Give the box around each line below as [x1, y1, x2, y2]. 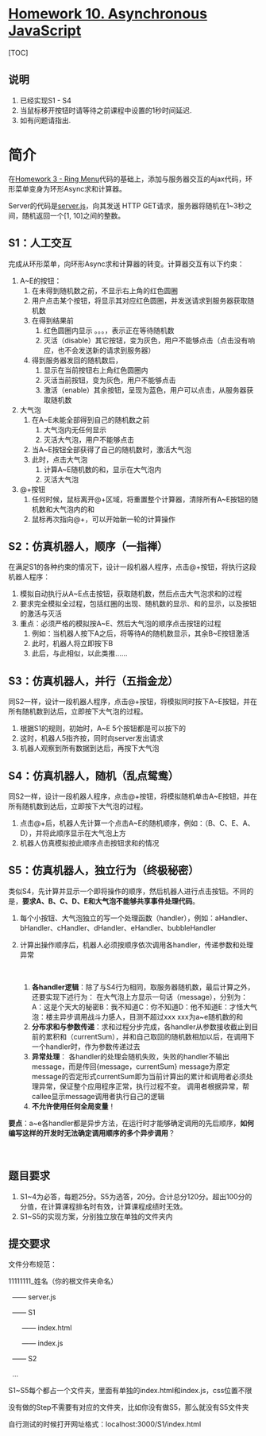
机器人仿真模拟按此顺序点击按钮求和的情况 [19, 838, 160, 847]
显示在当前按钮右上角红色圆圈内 [43, 365, 148, 374]
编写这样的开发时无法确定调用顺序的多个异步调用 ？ [8, 1128, 175, 1137]
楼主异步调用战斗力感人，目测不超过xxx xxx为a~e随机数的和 [45, 1012, 244, 1021]
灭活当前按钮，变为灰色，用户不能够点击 [43, 375, 176, 385]
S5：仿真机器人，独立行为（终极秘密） [8, 864, 199, 877]
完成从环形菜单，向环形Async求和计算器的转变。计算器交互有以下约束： [8, 259, 245, 269]
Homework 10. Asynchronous [8, 5, 208, 23]
